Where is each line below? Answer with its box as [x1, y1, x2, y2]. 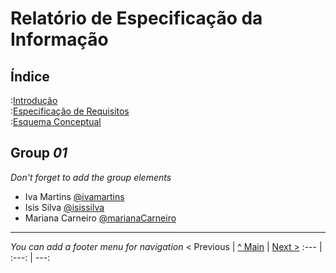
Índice [10, 68, 50, 85]
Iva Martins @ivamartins [24, 190, 125, 202]
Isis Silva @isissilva [24, 201, 105, 213]
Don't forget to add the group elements [10, 171, 172, 183]
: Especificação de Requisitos [10, 105, 130, 117]
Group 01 [10, 145, 68, 162]
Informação [10, 28, 109, 51]
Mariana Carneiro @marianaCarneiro [24, 212, 177, 224]
